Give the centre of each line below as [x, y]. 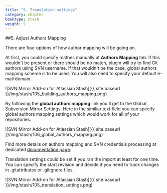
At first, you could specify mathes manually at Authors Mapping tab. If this [83, 58]
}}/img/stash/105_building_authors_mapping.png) [56, 94]
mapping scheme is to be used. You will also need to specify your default [81, 74]
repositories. [18, 120]
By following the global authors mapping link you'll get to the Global [76, 104]
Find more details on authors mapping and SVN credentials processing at [81, 144]
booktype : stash [22, 19]
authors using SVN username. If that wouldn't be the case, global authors [81, 68]
